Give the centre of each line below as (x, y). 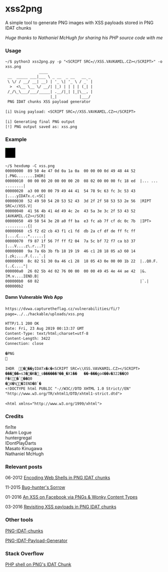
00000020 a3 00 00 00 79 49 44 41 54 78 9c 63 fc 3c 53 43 (70, 191)
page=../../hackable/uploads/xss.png (45, 314)
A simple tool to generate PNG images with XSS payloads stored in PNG (79, 23)
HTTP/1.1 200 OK (22, 323)
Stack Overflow (25, 553)
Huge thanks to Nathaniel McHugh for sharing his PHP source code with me (84, 38)
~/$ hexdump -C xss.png (30, 166)
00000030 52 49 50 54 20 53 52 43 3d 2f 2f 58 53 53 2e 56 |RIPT (78, 201)
